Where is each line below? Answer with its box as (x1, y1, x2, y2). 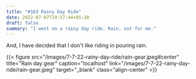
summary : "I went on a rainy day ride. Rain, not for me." (6, 25, 157, 32)
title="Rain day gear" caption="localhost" (6, 60, 109, 67)
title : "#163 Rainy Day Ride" (6, 8, 82, 15)
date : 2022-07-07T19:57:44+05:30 (6, 14, 90, 20)
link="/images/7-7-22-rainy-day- (109, 60, 191, 67)
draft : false (6, 20, 39, 26)
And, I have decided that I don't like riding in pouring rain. (6, 42, 148, 49)
